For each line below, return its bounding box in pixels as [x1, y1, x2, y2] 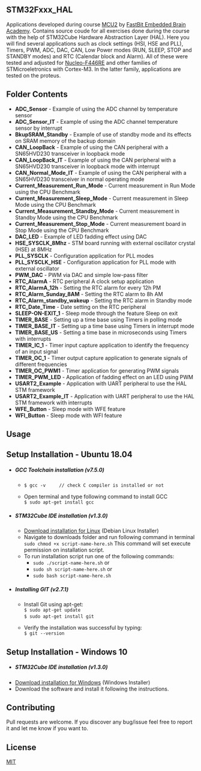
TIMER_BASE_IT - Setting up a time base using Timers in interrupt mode [14, 322, 195, 329]
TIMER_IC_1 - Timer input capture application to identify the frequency [14, 341, 189, 349]
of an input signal [14, 348, 58, 355]
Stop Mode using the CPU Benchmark [14, 227, 109, 234]
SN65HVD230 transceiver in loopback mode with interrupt [14, 162, 160, 170]
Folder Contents [6, 90, 68, 100]
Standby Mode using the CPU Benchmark [14, 213, 118, 221]
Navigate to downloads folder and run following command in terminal [23, 534, 195, 541]
